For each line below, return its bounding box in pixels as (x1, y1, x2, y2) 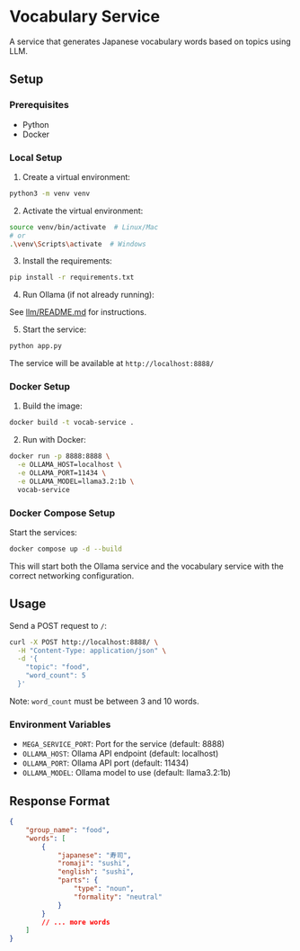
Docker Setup (9, 381, 70, 393)
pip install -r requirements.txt (9, 273, 135, 283)
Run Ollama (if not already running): (22, 290, 154, 301)
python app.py (9, 342, 63, 351)
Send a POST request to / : (9, 620, 108, 631)
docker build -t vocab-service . (9, 418, 135, 427)
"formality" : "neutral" (73, 893, 163, 902)
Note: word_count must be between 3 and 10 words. (9, 695, 199, 706)
